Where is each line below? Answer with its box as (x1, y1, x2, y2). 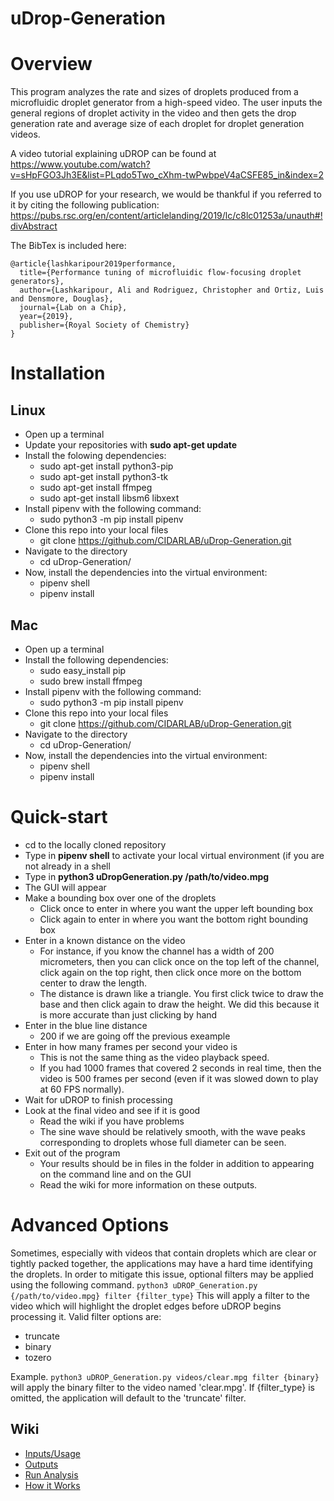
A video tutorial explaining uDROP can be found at (10, 148, 217, 160)
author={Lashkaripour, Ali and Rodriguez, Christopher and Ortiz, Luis (19, 285, 325, 296)
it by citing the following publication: (10, 199, 160, 211)
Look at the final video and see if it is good (24, 1104, 201, 1116)
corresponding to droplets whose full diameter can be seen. (39, 1136, 287, 1148)
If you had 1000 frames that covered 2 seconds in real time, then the (39, 1062, 322, 1074)
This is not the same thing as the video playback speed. (39, 1051, 270, 1063)
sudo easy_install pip (39, 664, 127, 676)
